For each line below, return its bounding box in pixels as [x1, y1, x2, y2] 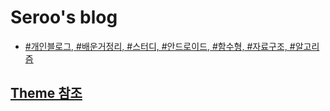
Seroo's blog [10, 6, 118, 29]
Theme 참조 [10, 85, 83, 102]
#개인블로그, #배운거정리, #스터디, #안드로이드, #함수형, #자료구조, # [24, 40, 296, 52]
